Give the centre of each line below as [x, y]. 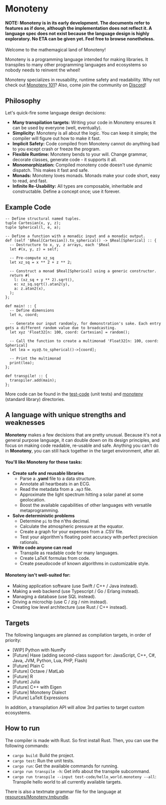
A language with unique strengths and [66, 415]
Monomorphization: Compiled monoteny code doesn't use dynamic [82, 165]
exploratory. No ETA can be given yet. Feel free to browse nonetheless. [80, 38]
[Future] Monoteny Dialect [39, 693]
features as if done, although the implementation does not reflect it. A [79, 28]
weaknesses [25, 423]
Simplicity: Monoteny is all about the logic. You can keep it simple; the [84, 133]
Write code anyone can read [42, 548]
